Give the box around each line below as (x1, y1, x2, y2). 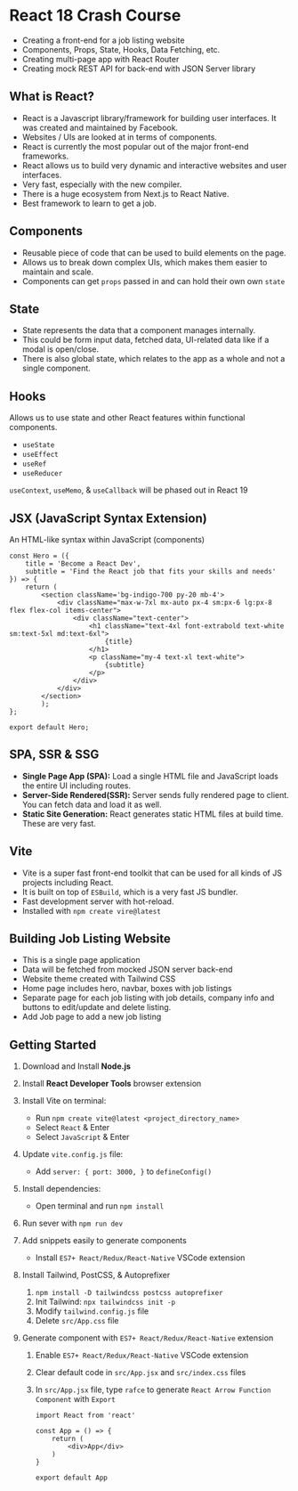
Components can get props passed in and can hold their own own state (21, 275, 286, 286)
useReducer (21, 469, 63, 478)
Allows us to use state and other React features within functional (9, 412, 246, 423)
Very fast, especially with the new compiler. (21, 179, 182, 190)
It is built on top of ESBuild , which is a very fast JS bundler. (21, 886, 238, 897)
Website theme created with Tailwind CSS (21, 974, 176, 984)
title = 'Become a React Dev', (25, 559, 141, 568)
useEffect (21, 451, 60, 460)
